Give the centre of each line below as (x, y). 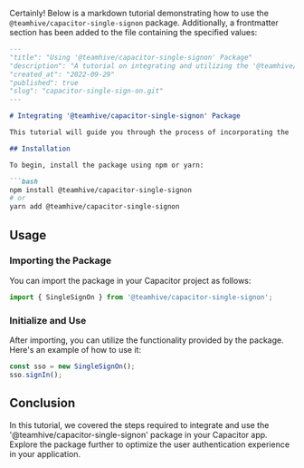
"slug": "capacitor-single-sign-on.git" (87, 91)
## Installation (40, 149)
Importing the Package (61, 260)
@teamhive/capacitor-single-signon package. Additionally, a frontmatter (144, 23)
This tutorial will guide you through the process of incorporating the (149, 132)
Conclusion (43, 403)
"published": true (44, 83)
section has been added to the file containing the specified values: (133, 32)
